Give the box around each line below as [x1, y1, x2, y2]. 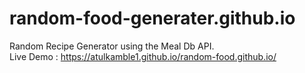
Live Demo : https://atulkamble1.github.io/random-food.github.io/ [9, 50, 277, 62]
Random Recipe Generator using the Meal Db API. [9, 40, 215, 52]
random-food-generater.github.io [9, 7, 296, 30]
